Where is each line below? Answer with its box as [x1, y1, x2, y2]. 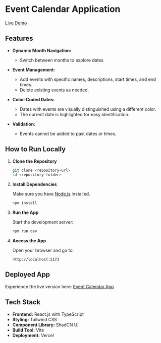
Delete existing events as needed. [19, 87, 89, 93]
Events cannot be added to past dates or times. [19, 131, 116, 137]
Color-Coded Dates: [12, 96, 55, 102]
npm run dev [12, 229, 37, 234]
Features [5, 34, 33, 43]
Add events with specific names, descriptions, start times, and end [19, 76, 156, 82]
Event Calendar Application [5, 3, 120, 15]
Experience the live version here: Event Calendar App [5, 283, 114, 289]
